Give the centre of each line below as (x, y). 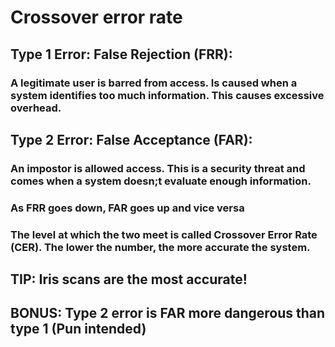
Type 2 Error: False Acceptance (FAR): (131, 139)
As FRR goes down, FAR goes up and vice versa (127, 208)
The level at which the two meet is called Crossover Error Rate (164, 234)
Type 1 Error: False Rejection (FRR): (121, 54)
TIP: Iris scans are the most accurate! (129, 279)
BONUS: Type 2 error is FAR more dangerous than (168, 313)
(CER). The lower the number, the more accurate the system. (160, 247)
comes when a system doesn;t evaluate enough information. (161, 181)
